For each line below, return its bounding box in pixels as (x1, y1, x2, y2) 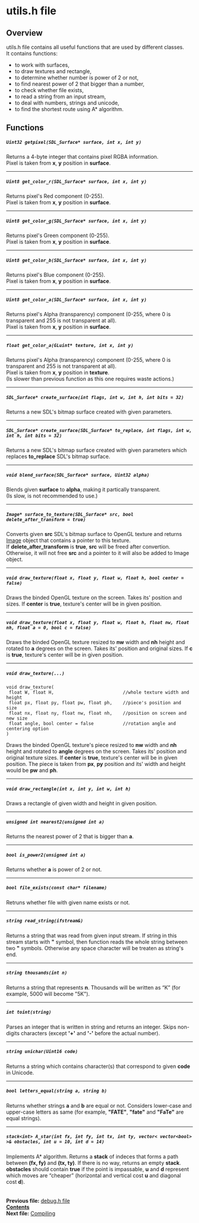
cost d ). (6, 1178, 25, 1185)
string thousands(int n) (6, 970, 68, 976)
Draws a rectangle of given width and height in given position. (6, 799, 158, 806)
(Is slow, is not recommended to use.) (6, 492, 98, 500)
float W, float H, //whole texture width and (8, 689, 190, 695)
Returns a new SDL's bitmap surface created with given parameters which (6, 447, 187, 454)
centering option (6, 726, 49, 732)
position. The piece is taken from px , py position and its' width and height (6, 760, 186, 767)
